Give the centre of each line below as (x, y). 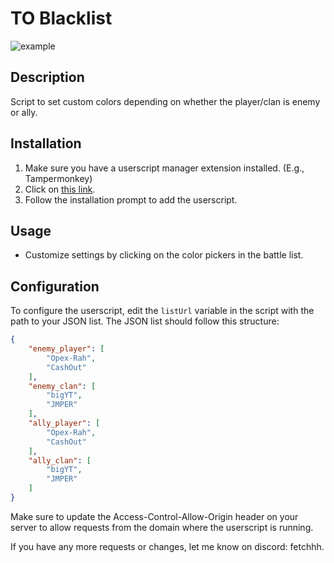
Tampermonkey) (58, 178)
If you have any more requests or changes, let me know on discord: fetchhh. (167, 546)
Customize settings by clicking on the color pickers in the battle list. (164, 255)
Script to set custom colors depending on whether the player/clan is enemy (165, 101)
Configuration (55, 286)
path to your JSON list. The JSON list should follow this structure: (145, 321)
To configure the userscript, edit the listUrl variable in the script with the (162, 311)
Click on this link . (60, 189)
